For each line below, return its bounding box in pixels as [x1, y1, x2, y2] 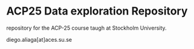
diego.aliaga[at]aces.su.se [6, 36, 73, 43]
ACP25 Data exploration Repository [6, 4, 188, 18]
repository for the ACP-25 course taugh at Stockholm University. [6, 24, 167, 31]
